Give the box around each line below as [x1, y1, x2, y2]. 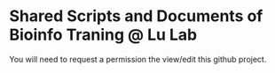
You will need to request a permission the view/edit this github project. [9, 54, 267, 64]
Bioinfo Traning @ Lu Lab [9, 25, 198, 45]
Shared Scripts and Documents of [9, 6, 263, 26]
